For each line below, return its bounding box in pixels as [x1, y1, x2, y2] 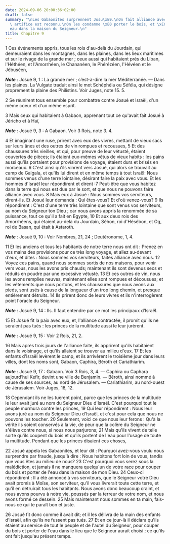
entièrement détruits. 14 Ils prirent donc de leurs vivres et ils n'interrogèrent [5, 292, 163, 298]
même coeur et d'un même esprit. [5, 103, 76, 108]
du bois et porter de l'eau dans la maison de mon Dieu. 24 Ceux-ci [5, 469, 144, 475]
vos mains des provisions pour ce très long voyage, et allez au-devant [5, 249, 151, 255]
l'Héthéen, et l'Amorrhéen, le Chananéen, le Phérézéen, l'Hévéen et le [5, 62, 151, 67]
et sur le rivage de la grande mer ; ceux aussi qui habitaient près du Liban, [5, 56, 160, 62]
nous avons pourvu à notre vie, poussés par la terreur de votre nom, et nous [5, 491, 164, 497]
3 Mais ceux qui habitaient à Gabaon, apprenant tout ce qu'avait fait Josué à [5, 112, 164, 118]
